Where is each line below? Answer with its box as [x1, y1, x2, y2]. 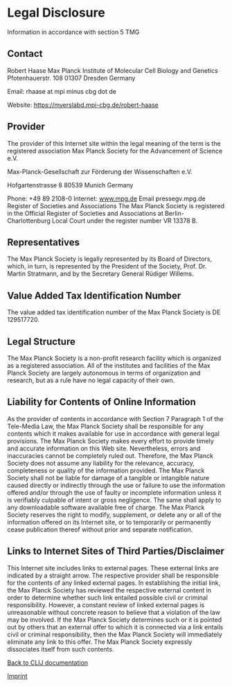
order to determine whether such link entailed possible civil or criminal [7, 593, 208, 602]
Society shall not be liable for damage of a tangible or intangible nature [7, 473, 210, 482]
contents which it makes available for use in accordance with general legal [7, 429, 220, 438]
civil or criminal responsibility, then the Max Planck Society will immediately [7, 630, 223, 638]
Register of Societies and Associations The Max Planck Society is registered [7, 201, 225, 210]
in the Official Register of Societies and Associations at [7, 209, 164, 217]
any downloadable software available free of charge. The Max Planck [7, 503, 205, 511]
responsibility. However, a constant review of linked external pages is [7, 600, 205, 609]
